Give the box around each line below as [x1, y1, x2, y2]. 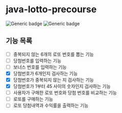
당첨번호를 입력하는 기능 [13, 57, 62, 63]
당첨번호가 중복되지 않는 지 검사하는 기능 [13, 77, 94, 83]
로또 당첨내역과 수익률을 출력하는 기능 [13, 102, 89, 108]
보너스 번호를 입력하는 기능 [13, 64, 67, 70]
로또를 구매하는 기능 [13, 96, 53, 102]
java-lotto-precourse [6, 4, 97, 15]
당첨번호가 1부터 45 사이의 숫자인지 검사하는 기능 [13, 83, 111, 89]
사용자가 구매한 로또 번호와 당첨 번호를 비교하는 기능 [13, 89, 117, 96]
